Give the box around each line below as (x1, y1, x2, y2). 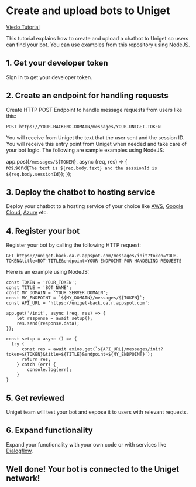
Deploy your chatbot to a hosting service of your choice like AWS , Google (6, 203, 184, 210)
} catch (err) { (16, 362, 57, 367)
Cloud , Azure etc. (6, 209, 49, 216)
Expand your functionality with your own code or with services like (6, 441, 167, 448)
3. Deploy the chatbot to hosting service (6, 187, 156, 197)
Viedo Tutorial (6, 23, 40, 30)
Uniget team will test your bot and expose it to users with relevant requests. (6, 408, 188, 416)
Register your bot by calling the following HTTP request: (6, 241, 142, 248)
